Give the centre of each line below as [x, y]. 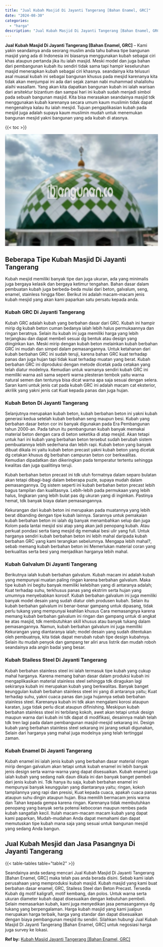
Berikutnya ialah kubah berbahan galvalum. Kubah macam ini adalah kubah [80, 575]
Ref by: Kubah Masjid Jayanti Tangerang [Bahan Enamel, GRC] [68, 939]
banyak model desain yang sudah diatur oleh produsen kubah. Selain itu [77, 601]
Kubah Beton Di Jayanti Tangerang [47, 403]
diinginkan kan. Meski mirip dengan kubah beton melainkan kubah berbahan [81, 343]
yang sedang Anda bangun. [33, 829]
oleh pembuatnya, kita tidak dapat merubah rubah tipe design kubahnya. [78, 637]
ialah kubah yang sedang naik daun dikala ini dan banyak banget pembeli [78, 777]
